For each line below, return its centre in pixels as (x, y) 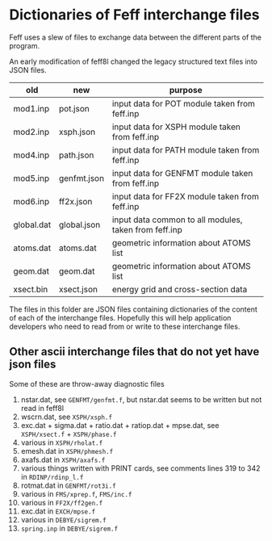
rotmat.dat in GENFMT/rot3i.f (68, 485)
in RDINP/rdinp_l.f (52, 476)
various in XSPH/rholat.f (62, 442)
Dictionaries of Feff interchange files (135, 15)
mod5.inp (31, 178)
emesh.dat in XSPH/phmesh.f (67, 451)
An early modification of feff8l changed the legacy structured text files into (133, 61)
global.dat (32, 224)
